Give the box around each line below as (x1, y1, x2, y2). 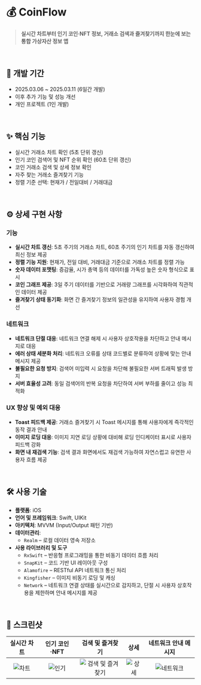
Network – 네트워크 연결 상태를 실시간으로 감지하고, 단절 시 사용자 (23, 581, 176, 588)
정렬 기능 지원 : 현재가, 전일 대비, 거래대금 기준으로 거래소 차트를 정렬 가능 (14, 259, 185, 266)
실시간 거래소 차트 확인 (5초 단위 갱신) (14, 148, 103, 155)
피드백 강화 (14, 441, 41, 448)
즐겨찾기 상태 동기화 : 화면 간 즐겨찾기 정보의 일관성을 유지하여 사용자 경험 (14, 296, 185, 304)
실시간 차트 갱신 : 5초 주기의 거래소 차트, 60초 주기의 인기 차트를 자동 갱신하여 (14, 244, 194, 251)
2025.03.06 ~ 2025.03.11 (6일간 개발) (14, 85, 105, 92)
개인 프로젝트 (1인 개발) (14, 100, 69, 107)
